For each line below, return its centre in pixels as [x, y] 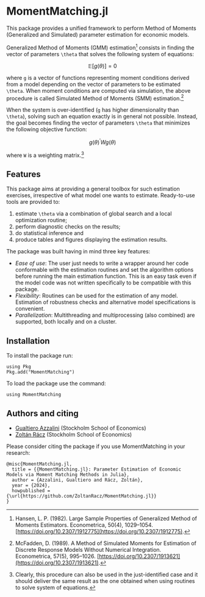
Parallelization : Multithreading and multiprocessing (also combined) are [105, 315]
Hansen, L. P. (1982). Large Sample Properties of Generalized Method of [106, 518]
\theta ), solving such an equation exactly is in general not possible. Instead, [102, 117]
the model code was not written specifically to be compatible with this [103, 283]
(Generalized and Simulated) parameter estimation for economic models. [98, 34]
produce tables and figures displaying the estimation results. [91, 240]
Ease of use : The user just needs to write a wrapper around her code [102, 263]
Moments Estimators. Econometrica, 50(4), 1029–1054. [84, 525]
